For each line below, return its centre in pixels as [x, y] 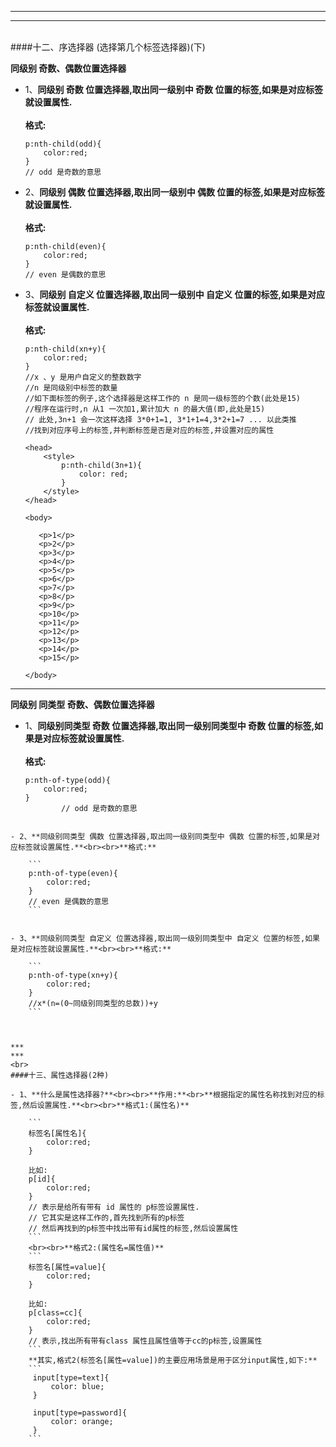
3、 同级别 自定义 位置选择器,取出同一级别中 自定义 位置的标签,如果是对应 [175, 294]
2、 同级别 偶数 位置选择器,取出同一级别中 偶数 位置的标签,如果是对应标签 [174, 192]
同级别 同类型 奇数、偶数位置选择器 [82, 704]
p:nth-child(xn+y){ [65, 349]
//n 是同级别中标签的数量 [71, 388]
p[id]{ [42, 1179]
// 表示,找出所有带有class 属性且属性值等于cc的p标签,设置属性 [145, 1341]
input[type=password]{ [80, 1413]
